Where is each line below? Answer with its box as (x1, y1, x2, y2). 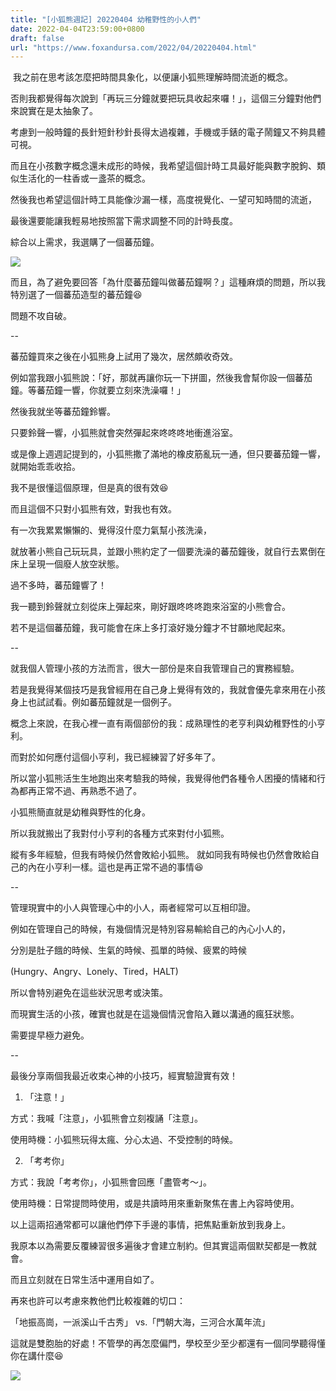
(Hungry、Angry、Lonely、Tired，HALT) (10, 966, 179, 978)
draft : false (10, 33, 65, 43)
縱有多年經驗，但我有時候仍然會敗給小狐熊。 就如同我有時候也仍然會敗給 (10, 849, 311, 861)
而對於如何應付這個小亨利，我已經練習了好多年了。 (10, 751, 221, 763)
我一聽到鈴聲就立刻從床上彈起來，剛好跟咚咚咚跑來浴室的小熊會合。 (10, 601, 291, 613)
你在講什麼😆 (10, 1350, 64, 1362)
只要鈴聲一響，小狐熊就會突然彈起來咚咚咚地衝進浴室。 (10, 427, 238, 439)
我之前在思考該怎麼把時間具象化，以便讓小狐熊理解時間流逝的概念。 (12, 71, 293, 83)
